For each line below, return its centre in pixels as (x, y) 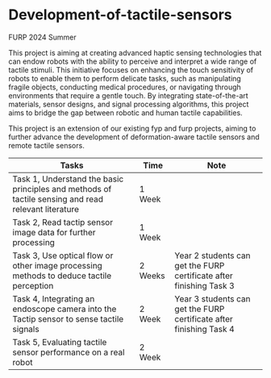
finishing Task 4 (205, 329)
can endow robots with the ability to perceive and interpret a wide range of (133, 61)
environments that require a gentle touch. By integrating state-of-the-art (128, 95)
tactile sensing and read (58, 199)
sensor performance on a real (69, 352)
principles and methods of (62, 189)
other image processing (57, 265)
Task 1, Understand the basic (68, 179)
